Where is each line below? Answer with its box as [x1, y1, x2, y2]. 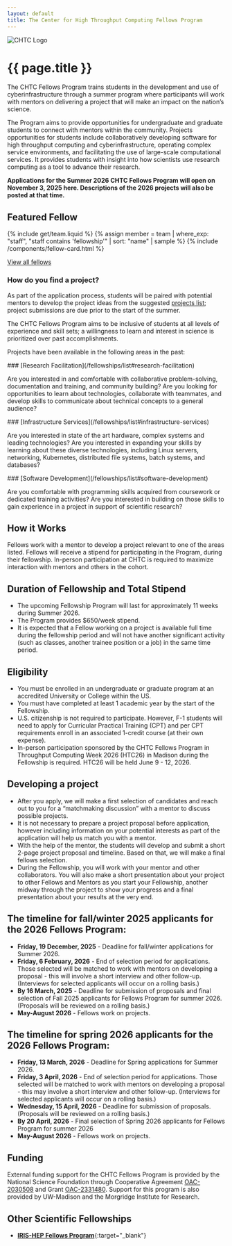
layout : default [7, 10, 54, 17]
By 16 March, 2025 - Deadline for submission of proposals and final [17, 986, 211, 994]
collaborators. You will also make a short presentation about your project [17, 870, 225, 879]
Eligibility [7, 666, 48, 678]
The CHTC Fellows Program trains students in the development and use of [7, 83, 220, 91]
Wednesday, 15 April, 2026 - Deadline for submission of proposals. [17, 1102, 211, 1110]
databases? [7, 460, 40, 469]
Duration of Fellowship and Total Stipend [7, 583, 186, 595]
